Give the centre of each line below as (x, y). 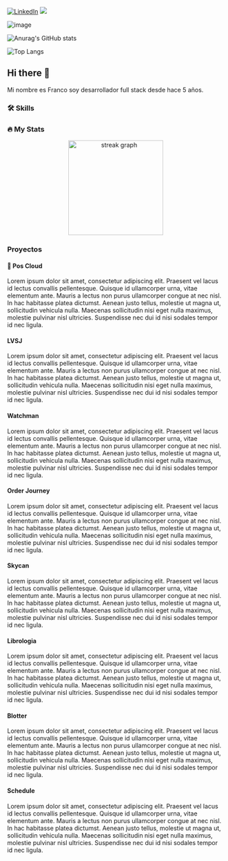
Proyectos (25, 249)
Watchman (23, 415)
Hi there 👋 (29, 73)
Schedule (21, 790)
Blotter (17, 716)
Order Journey (29, 491)
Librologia (22, 641)
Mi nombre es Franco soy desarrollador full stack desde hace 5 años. (105, 90)
